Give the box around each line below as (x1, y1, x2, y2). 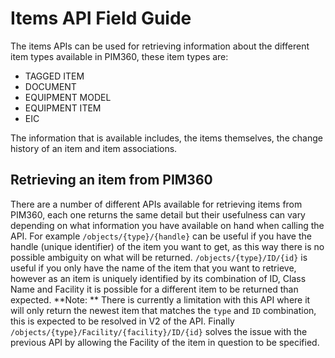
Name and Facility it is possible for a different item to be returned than (10, 283, 299, 295)
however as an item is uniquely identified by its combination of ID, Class (10, 272, 307, 284)
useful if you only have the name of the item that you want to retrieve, (10, 262, 297, 274)
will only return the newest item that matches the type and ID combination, (10, 304, 317, 316)
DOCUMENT (24, 80, 77, 92)
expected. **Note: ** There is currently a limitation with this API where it (10, 293, 311, 306)
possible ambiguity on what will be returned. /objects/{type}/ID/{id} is (10, 251, 308, 263)
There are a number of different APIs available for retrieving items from (10, 198, 303, 210)
